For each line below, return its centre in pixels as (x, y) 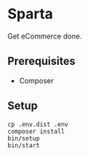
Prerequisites (41, 61)
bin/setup (24, 138)
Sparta (30, 14)
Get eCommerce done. (45, 36)
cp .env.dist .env (38, 124)
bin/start (24, 145)
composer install (36, 131)
